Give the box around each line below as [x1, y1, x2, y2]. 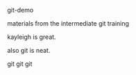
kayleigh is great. [7, 33, 57, 41]
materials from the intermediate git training [7, 19, 130, 27]
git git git [7, 60, 33, 68]
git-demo [7, 6, 34, 14]
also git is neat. [7, 47, 51, 54]
